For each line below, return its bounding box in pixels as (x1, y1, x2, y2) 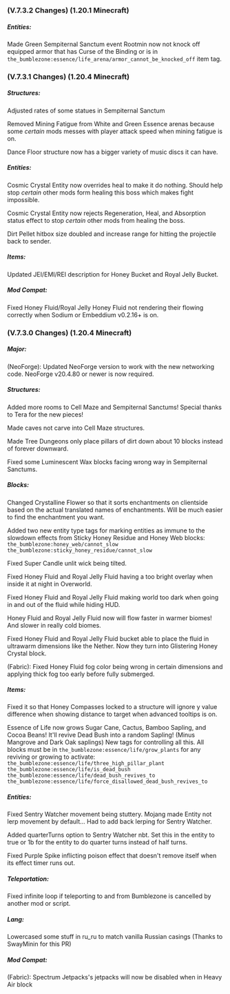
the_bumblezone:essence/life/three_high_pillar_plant (7, 760, 165, 767)
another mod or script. (7, 899, 71, 908)
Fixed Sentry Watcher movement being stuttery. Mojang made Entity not (7, 810, 212, 819)
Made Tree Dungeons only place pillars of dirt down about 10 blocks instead (7, 437, 223, 445)
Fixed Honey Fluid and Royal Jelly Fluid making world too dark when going (7, 593, 219, 602)
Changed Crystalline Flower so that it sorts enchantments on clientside (7, 498, 208, 506)
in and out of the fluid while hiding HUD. (7, 600, 121, 608)
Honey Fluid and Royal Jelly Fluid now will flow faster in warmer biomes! (7, 613, 212, 622)
